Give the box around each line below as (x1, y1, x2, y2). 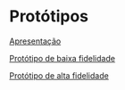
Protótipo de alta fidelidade (9, 70, 109, 81)
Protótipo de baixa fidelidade (9, 53, 116, 63)
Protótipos (9, 6, 89, 27)
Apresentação (9, 36, 62, 46)
